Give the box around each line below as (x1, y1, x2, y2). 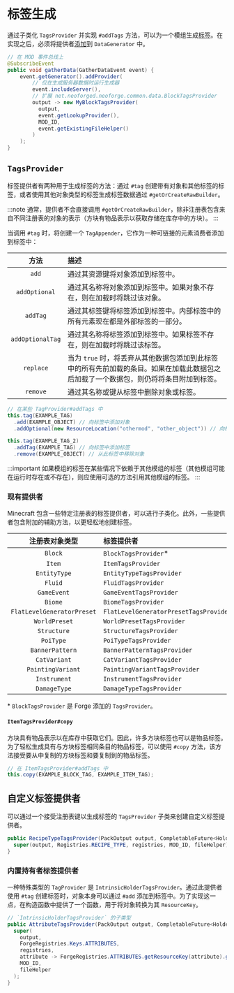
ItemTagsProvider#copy (7, 718, 73, 725)
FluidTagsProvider (103, 579, 164, 587)
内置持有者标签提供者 (7, 866, 79, 876)
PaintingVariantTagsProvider (103, 665, 200, 674)
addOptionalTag (10, 335, 61, 343)
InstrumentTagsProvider (103, 675, 182, 683)
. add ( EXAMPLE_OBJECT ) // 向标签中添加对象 (13, 419, 130, 426)
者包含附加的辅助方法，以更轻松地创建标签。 (7, 518, 136, 526)
